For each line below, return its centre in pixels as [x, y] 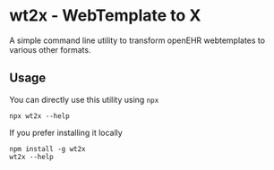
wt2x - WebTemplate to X [105, 16]
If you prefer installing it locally [66, 132]
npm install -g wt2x [48, 149]
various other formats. [50, 49]
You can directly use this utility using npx [84, 99]
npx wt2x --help [39, 116]
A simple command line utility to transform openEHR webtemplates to [137, 40]
